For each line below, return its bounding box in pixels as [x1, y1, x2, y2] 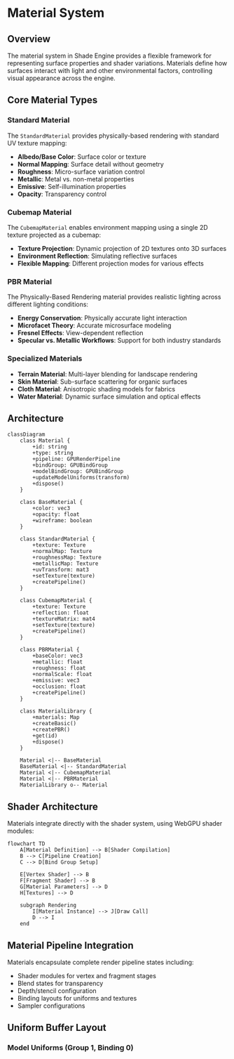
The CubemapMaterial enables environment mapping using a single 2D [7, 223, 208, 231]
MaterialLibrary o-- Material [20, 781, 109, 788]
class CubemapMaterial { [20, 597, 92, 604]
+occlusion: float [32, 683, 86, 690]
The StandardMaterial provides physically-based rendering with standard [7, 131, 219, 140]
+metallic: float [32, 658, 83, 665]
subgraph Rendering [20, 902, 77, 909]
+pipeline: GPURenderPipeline [32, 455, 121, 463]
